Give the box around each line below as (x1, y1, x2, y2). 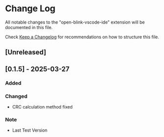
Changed (5, 93, 28, 100)
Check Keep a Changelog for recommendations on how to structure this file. (5, 34, 160, 40)
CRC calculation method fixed (12, 104, 73, 110)
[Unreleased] (5, 48, 47, 56)
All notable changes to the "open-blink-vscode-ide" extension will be (5, 19, 145, 25)
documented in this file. (5, 24, 53, 30)
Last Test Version (12, 127, 48, 133)
